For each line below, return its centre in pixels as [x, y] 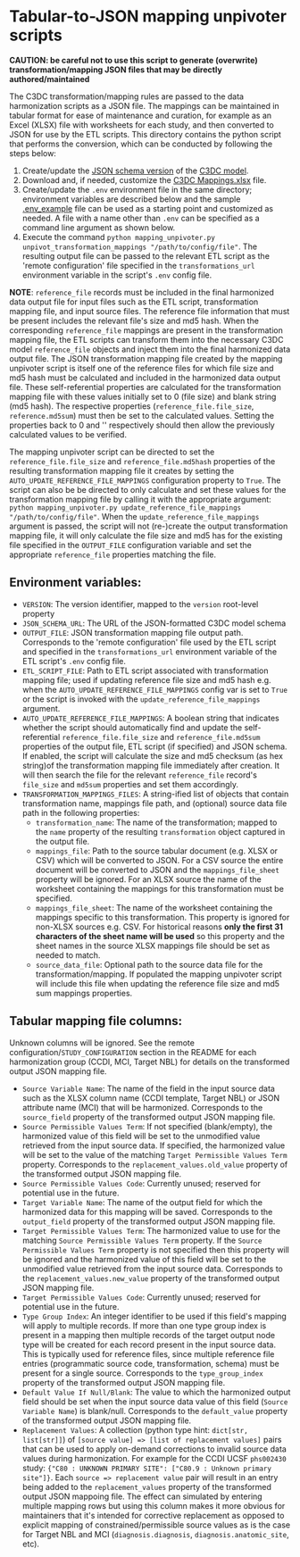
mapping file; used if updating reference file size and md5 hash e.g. [146, 679]
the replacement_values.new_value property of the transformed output [151, 1278]
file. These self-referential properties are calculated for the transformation [145, 387]
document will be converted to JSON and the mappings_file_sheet [157, 870]
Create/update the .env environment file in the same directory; [137, 189]
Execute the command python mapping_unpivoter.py [119, 237]
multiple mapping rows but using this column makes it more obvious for [154, 1505]
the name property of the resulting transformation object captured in [160, 831]
